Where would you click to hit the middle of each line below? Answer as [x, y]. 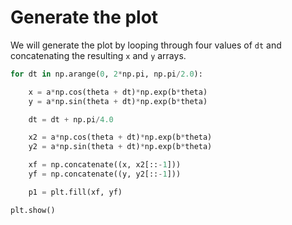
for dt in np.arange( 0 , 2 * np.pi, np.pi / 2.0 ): [106, 74]
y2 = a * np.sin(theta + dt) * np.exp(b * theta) [120, 147]
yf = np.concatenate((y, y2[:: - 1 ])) [105, 174]
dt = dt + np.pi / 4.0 [71, 119]
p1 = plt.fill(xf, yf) [75, 192]
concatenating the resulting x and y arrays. [98, 55]
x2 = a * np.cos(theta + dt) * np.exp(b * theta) [120, 137]
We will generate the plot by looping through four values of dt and [146, 45]
